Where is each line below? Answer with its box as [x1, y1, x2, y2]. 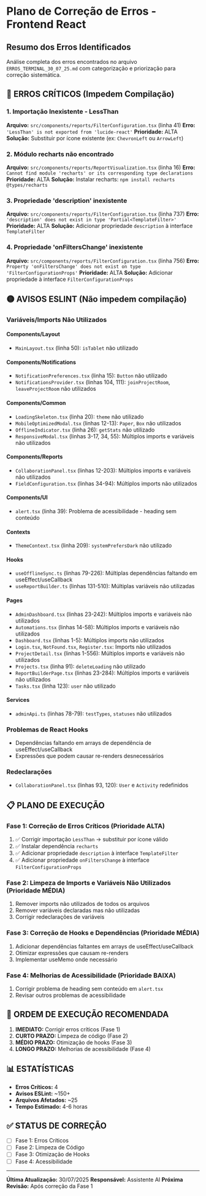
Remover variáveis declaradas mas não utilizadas [15, 907, 140, 914]
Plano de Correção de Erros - [6, 4, 156, 18]
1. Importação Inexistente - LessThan [6, 108, 119, 116]
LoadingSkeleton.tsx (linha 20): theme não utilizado [15, 413, 144, 420]
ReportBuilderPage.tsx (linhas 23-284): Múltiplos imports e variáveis [15, 669, 189, 677]
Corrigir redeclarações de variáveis [15, 913, 105, 921]
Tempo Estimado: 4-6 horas [15, 1103, 88, 1110]
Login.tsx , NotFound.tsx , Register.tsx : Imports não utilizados [15, 643, 172, 650]
